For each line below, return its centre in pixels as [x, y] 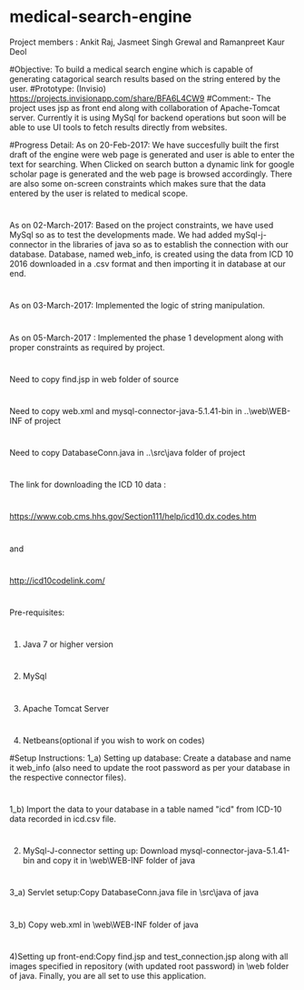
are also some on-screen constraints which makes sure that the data [137, 183]
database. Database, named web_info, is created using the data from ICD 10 [152, 254]
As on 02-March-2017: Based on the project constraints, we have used [142, 226]
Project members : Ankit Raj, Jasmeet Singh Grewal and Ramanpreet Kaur [147, 42]
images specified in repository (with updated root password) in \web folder [149, 965]
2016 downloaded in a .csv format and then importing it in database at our [147, 264]
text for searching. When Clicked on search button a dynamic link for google [152, 164]
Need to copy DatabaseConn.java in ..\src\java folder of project [127, 453]
